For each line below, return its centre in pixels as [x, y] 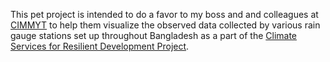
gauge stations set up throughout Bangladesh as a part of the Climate [154, 35]
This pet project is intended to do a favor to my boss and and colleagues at [164, 14]
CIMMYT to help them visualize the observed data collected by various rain [165, 25]
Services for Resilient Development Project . [100, 46]
